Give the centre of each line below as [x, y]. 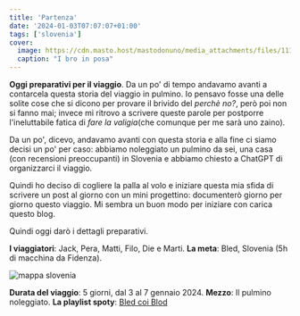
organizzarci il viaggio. [51, 168]
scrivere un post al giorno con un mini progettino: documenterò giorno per [146, 195]
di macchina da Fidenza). [56, 258]
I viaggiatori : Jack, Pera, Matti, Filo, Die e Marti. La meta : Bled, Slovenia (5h [149, 248]
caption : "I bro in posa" [66, 59]
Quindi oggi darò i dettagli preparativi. [79, 231]
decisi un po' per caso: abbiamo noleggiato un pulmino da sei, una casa [142, 149]
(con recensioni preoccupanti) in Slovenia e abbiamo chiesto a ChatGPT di [146, 158]
